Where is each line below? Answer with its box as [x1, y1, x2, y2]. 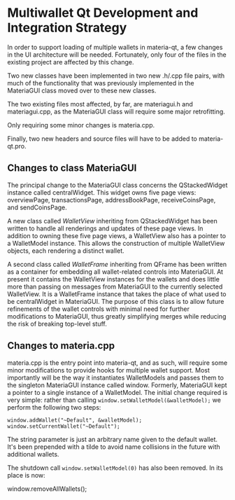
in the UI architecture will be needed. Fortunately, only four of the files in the [7, 50, 227, 59]
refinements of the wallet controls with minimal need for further [7, 305, 190, 313]
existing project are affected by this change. [7, 57, 134, 66]
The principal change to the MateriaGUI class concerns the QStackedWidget [7, 181, 228, 189]
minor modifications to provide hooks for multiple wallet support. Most [7, 366, 210, 374]
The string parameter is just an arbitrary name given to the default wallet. [7, 435, 218, 443]
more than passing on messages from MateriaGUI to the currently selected [7, 282, 223, 291]
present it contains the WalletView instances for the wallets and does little [7, 275, 220, 283]
